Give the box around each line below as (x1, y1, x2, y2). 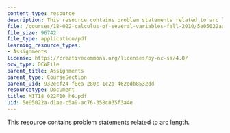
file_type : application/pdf (7, 36, 88, 43)
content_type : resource (7, 10, 75, 17)
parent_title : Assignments (7, 67, 84, 74)
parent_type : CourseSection (7, 73, 88, 81)
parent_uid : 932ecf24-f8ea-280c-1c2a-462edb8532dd (7, 80, 155, 87)
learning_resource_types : (7, 42, 81, 49)
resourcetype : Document (7, 86, 75, 93)
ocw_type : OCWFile (7, 61, 60, 68)
